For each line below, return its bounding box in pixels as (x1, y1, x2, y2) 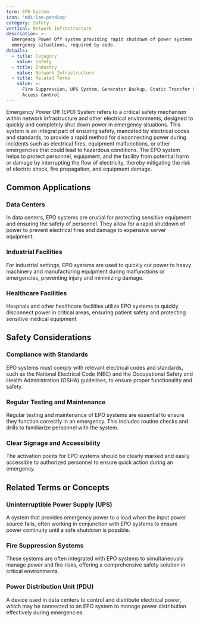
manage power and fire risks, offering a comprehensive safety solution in (6, 561, 186, 568)
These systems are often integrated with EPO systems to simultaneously (6, 555, 184, 562)
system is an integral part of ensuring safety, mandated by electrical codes (6, 127, 190, 134)
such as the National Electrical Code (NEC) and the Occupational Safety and (6, 370, 193, 377)
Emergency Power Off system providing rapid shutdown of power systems (11, 36, 193, 42)
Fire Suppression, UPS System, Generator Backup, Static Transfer (21, 86, 190, 92)
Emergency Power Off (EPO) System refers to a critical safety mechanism (6, 108, 186, 115)
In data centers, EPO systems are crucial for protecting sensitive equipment (6, 214, 192, 221)
